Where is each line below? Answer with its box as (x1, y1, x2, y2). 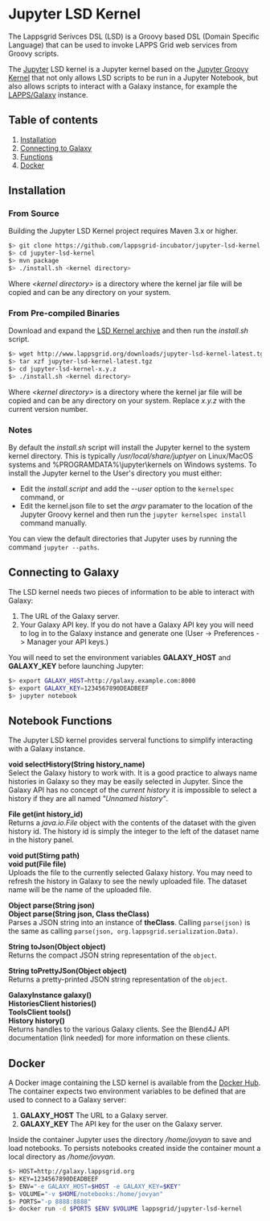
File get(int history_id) (8, 809, 84, 819)
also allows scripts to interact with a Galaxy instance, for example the (8, 81, 238, 91)
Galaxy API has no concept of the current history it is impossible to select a (8, 785, 257, 795)
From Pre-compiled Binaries (8, 307, 121, 318)
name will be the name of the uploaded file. (8, 885, 152, 895)
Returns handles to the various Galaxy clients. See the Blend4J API (8, 1024, 231, 1034)
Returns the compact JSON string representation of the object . (8, 950, 217, 960)
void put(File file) (8, 859, 67, 869)
